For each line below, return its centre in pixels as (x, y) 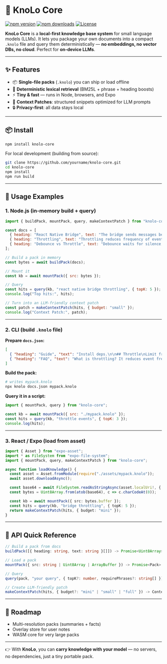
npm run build (20, 177)
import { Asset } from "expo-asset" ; (44, 451)
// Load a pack (21, 560)
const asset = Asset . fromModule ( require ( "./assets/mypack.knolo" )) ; (82, 474)
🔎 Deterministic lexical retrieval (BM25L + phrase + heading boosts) (83, 89)
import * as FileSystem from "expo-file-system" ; (58, 456)
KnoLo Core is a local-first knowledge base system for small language (79, 33)
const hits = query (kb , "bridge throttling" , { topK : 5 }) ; (73, 506)
